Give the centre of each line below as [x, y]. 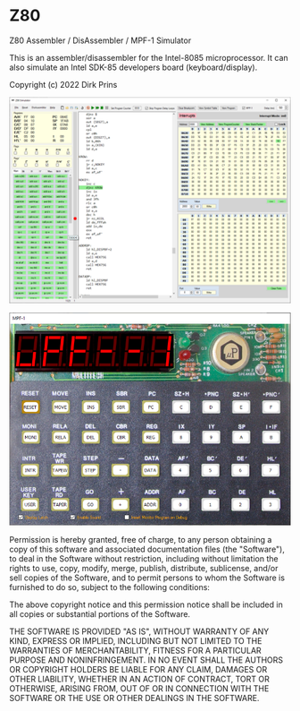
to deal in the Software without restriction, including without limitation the [144, 559]
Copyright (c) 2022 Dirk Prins [63, 84]
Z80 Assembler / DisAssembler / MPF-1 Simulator [100, 40]
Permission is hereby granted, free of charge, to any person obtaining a [141, 540]
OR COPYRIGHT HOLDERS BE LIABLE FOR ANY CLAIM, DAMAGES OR [138, 670]
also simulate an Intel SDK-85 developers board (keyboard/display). [133, 67]
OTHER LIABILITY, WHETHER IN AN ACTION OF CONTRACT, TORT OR [139, 679]
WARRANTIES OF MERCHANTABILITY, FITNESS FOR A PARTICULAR [135, 651]
